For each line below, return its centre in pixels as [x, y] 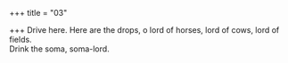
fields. [21, 39]
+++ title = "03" [38, 13]
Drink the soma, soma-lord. [59, 49]
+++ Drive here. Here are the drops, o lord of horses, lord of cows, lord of [144, 30]
